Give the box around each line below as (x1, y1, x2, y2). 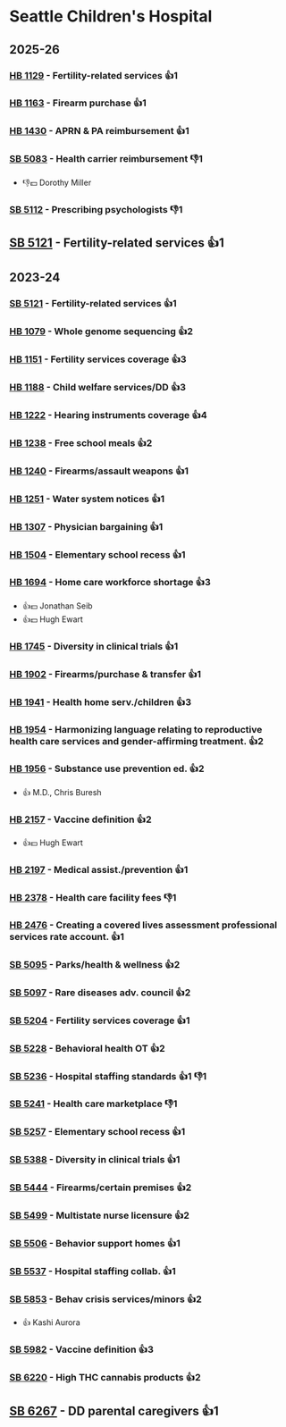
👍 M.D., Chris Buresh (21, 786, 102, 797)
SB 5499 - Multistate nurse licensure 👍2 (9, 1209, 190, 1221)
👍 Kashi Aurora (21, 1317, 80, 1328)
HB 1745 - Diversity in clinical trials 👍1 (9, 640, 179, 652)
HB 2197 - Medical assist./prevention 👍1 (9, 864, 189, 877)
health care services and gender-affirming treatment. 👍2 (9, 734, 264, 747)
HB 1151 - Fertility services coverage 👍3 (9, 353, 187, 365)
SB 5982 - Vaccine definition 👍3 (9, 1343, 154, 1356)
